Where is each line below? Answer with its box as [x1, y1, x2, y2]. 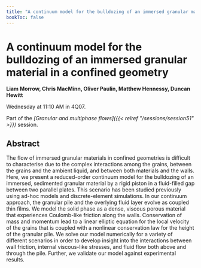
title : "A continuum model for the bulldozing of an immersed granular [6, 8, 188, 15]
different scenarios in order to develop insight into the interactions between [6, 237, 192, 244]
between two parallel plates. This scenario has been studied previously [6, 186, 181, 193]
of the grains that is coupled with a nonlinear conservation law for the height [6, 224, 194, 232]
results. [6, 256, 25, 263]
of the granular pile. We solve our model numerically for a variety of [6, 231, 173, 238]
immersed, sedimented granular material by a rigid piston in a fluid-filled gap [6, 180, 195, 187]
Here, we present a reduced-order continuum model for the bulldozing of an [6, 173, 194, 181]
